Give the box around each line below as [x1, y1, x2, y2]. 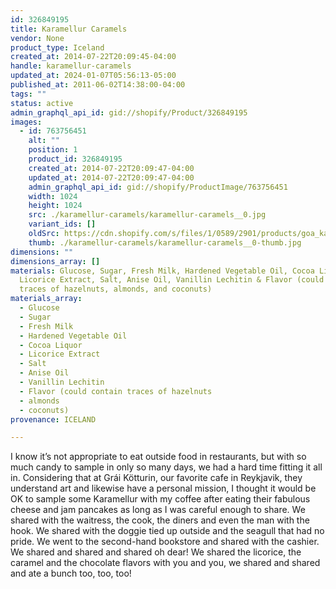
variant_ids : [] [28, 219, 97, 230]
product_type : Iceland [10, 42, 105, 53]
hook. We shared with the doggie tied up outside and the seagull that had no [10, 525, 325, 537]
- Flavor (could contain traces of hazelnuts [19, 386, 213, 396]
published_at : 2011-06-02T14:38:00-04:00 [10, 80, 186, 90]
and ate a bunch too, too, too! [10, 567, 132, 580]
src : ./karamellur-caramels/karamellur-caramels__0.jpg [28, 210, 267, 220]
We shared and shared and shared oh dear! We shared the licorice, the [10, 546, 302, 558]
